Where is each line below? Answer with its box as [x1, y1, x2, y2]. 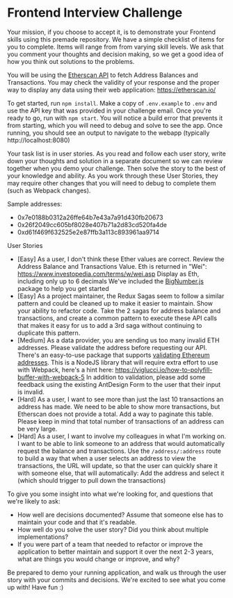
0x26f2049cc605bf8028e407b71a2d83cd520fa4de [17, 220, 168, 229]
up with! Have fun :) [7, 583, 64, 591]
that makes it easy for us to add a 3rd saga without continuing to [17, 321, 202, 329]
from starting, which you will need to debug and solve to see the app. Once [7, 121, 223, 129]
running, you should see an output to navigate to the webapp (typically [7, 128, 210, 137]
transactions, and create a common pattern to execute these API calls [17, 314, 218, 322]
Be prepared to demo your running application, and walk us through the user [7, 568, 227, 576]
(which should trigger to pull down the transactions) [17, 476, 166, 484]
